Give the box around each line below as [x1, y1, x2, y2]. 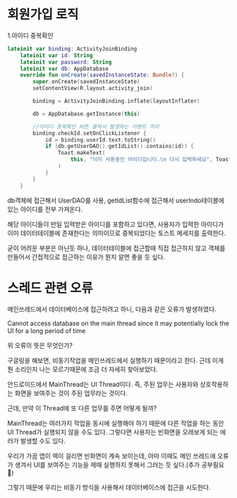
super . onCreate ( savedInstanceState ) [32, 79, 140, 86]
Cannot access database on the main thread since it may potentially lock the [7, 319, 229, 328]
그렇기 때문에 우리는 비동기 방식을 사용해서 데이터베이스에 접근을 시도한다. [7, 482, 211, 492]
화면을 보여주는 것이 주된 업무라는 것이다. [14, 388, 128, 397]
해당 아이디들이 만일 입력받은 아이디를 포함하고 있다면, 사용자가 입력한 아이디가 [7, 220, 224, 228]
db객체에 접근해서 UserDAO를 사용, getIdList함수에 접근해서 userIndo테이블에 [7, 196, 224, 204]
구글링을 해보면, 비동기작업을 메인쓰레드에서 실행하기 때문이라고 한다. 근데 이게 [7, 356, 224, 364]
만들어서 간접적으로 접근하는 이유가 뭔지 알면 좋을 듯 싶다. [7, 253, 166, 261]
